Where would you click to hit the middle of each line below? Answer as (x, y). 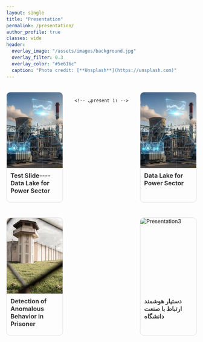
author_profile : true (34, 32)
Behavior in (27, 316)
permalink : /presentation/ (40, 25)
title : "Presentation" (35, 19)
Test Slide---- (31, 176)
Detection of (29, 301)
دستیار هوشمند (163, 301)
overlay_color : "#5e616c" (44, 64)
